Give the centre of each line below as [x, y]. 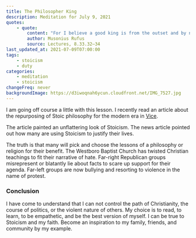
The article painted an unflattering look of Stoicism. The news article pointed [98, 127]
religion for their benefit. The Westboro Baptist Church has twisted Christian [97, 151]
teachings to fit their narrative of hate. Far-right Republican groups [86, 157]
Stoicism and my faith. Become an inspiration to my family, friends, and [91, 222]
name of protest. [26, 175]
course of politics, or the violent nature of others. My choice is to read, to [94, 210]
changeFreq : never [28, 88]
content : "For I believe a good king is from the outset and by [107, 33]
